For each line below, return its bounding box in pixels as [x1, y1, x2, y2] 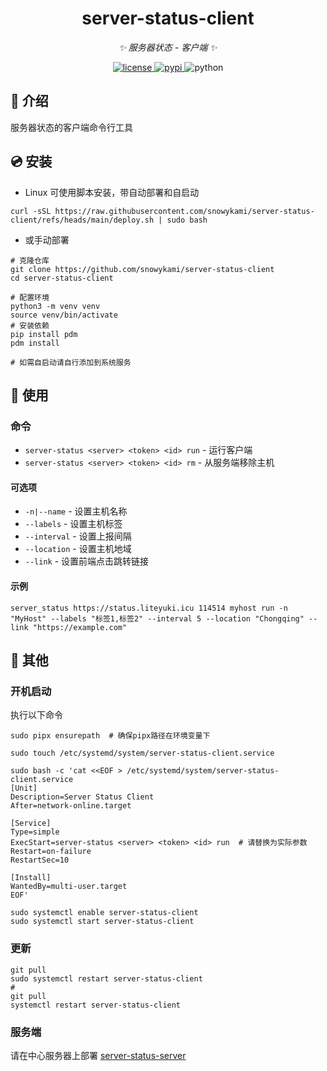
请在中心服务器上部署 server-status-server [10, 1049, 187, 1061]
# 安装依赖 [10, 320, 50, 331]
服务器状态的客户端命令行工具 [10, 121, 133, 133]
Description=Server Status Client [10, 792, 155, 802]
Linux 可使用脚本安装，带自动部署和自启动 [24, 186, 200, 198]
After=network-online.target [10, 801, 132, 811]
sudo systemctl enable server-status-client [10, 908, 199, 918]
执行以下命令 [10, 709, 63, 721]
